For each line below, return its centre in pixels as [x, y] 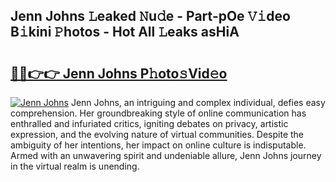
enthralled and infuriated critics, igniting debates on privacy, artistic [149, 123]
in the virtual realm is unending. [75, 166]
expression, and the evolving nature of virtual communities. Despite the [157, 134]
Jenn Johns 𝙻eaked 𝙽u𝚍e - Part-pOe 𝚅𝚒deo [150, 16]
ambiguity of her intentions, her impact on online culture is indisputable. [158, 145]
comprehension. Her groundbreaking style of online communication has [158, 113]
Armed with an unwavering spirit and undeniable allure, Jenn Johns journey [166, 155]
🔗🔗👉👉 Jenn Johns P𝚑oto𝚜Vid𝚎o [119, 73]
